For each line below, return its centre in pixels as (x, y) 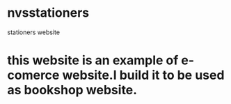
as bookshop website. (72, 90)
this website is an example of (93, 60)
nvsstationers (48, 13)
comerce (33, 75)
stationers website (34, 32)
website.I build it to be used (143, 75)
